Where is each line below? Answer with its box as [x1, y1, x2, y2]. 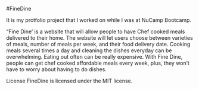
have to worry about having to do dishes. [6, 66, 107, 73]
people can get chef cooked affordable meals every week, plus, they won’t [6, 59, 189, 66]
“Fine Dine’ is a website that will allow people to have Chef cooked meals [6, 28, 185, 35]
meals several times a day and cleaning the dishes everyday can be [6, 47, 172, 54]
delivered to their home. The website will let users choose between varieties [6, 34, 194, 41]
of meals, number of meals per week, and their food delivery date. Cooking [6, 41, 191, 47]
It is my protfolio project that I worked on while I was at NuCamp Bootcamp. [6, 17, 192, 23]
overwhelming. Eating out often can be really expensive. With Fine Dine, [6, 53, 183, 60]
